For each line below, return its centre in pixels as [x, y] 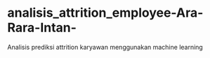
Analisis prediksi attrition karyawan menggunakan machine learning [105, 47]
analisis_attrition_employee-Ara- [105, 13]
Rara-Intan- [42, 28]
